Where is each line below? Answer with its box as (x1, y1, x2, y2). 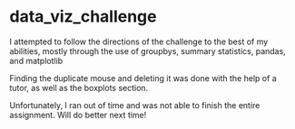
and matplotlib (9, 55, 64, 66)
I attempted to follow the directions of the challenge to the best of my (9, 36, 269, 47)
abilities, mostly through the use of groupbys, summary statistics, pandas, (9, 45, 286, 56)
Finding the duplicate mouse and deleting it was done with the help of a (9, 72, 277, 83)
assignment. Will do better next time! (9, 109, 147, 120)
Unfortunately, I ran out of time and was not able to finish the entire (9, 99, 261, 110)
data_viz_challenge (9, 6, 157, 27)
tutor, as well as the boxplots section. (9, 82, 149, 93)
